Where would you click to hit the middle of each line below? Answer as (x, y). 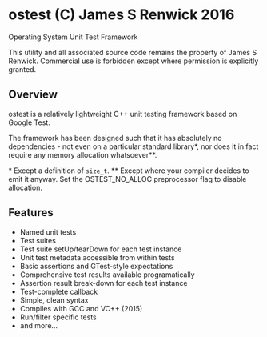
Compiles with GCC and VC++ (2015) (81, 308)
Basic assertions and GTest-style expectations (96, 266)
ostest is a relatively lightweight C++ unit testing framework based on (123, 114)
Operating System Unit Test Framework (73, 37)
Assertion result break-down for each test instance (104, 283)
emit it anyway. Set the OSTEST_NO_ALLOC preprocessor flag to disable (128, 179)
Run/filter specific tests (58, 317)
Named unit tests (48, 232)
